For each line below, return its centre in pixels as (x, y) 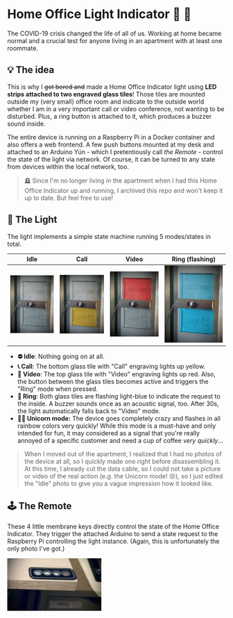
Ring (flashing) (194, 259)
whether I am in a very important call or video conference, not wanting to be (116, 109)
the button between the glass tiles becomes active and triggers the (113, 381)
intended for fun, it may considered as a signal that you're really (108, 433)
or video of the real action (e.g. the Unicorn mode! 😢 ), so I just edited (123, 476)
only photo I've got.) (36, 549)
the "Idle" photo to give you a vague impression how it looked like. (119, 483)
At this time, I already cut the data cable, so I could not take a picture (122, 469)
